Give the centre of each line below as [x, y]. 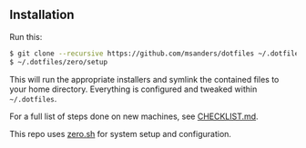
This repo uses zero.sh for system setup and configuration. [121, 133]
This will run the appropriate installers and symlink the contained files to [144, 79]
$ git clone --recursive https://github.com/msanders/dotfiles [132, 54]
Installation [42, 15]
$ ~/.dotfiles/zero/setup [58, 62]
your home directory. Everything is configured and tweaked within [133, 89]
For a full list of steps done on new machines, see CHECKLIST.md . [134, 116]
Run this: [26, 36]
